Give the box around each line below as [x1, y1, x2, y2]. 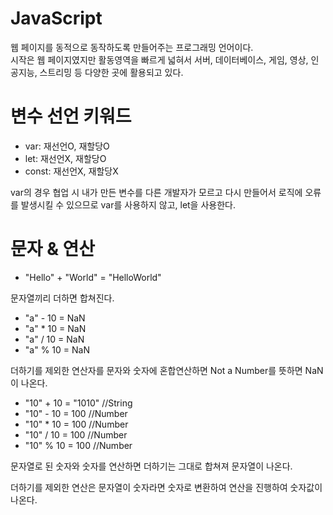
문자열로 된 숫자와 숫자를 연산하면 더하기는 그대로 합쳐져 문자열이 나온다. [10, 460, 293, 472]
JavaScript [10, 7, 103, 30]
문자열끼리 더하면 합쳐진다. [10, 292, 115, 304]
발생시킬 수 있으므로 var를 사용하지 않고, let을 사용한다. [20, 198, 236, 211]
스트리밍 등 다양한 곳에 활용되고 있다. [39, 66, 184, 78]
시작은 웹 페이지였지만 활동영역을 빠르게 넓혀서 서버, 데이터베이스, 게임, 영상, [10, 53, 309, 66]
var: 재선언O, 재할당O [24, 140, 110, 152]
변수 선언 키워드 [10, 105, 132, 128]
